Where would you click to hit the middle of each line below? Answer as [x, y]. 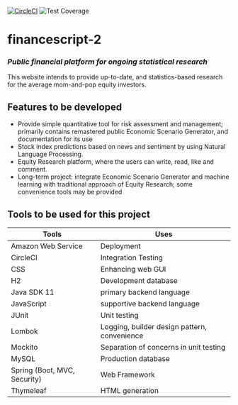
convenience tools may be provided [70, 192]
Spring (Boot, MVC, [43, 370]
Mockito [24, 348]
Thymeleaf [29, 391]
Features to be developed [65, 107]
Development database [139, 281]
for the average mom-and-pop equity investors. [77, 84]
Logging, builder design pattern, [154, 327]
